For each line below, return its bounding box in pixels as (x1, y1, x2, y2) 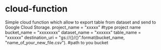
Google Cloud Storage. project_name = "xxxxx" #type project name (5, 24, 141, 30)
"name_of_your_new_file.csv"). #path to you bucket (5, 39, 108, 45)
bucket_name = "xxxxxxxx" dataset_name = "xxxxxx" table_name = (5, 29, 141, 35)
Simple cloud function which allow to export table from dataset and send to (5, 19, 156, 25)
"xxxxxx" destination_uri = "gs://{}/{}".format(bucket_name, (5, 35, 125, 40)
